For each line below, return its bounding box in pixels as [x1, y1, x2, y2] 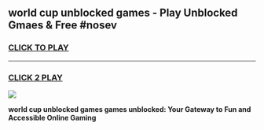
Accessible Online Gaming [8, 113, 97, 122]
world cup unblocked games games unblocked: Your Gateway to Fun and [8, 104, 251, 113]
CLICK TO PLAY [8, 43, 69, 54]
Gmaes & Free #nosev [8, 19, 118, 32]
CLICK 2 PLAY [8, 72, 63, 83]
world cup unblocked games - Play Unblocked [8, 6, 238, 20]
